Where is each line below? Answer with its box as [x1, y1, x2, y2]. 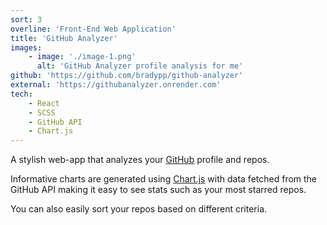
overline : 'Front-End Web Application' [10, 24, 177, 34]
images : [10, 42, 43, 53]
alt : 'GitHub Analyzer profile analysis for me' [36, 61, 244, 71]
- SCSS [28, 107, 56, 118]
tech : [10, 89, 33, 99]
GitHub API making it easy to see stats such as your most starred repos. [10, 184, 307, 196]
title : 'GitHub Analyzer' [10, 33, 118, 43]
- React [28, 98, 60, 108]
